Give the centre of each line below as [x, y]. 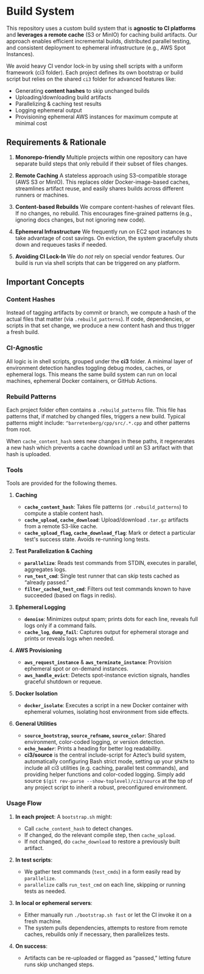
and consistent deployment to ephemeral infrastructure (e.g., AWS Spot [96, 48]
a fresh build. [23, 332]
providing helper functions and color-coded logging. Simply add [105, 774]
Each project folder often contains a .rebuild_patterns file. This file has [97, 410]
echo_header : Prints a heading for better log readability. [93, 749]
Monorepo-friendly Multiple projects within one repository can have [101, 157]
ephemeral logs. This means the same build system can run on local [92, 374]
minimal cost [31, 123]
